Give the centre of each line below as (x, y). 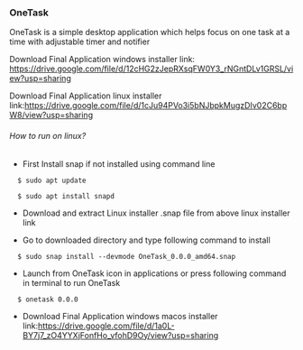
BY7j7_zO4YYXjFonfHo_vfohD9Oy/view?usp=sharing (120, 335)
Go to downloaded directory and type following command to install (146, 240)
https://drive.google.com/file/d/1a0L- (106, 326)
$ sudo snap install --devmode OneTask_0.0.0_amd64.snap (127, 256)
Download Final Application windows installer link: (102, 60)
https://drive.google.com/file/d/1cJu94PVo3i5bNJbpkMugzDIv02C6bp (156, 106)
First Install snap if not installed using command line (119, 163)
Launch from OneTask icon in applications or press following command (154, 273)
